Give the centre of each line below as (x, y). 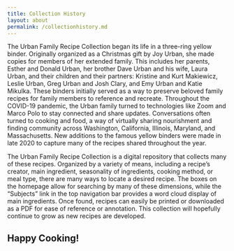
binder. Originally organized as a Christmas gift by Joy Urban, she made (111, 54)
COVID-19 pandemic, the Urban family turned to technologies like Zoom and (117, 106)
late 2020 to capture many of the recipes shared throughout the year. (107, 143)
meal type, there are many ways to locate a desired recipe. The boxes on (112, 179)
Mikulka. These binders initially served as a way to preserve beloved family (115, 91)
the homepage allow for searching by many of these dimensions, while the (115, 187)
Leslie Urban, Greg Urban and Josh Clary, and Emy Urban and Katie (105, 84)
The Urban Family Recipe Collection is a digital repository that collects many (117, 157)
